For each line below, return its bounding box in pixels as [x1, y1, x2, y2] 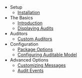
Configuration [9, 41, 38, 47]
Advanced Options [9, 57, 49, 63]
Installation [17, 9, 40, 15]
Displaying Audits [17, 25, 53, 31]
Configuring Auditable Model [17, 52, 77, 58]
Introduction [17, 20, 43, 26]
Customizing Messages [17, 62, 66, 68]
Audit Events [17, 68, 44, 74]
